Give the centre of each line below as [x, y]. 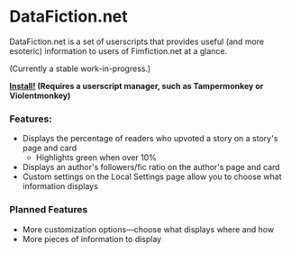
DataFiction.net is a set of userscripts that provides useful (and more [136, 41]
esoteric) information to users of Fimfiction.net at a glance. [118, 50]
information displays [60, 186]
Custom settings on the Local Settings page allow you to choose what [152, 176]
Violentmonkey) [40, 95]
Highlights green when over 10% [96, 158]
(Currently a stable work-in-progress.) [80, 68]
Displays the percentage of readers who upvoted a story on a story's [150, 139]
